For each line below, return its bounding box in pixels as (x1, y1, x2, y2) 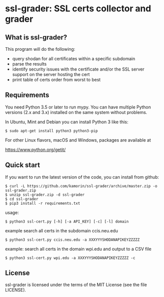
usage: (5, 209, 19, 215)
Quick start (5, 161, 40, 169)
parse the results (12, 61, 47, 67)
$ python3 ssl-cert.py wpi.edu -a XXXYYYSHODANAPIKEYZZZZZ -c (5, 255, 135, 260)
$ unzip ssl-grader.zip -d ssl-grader (5, 192, 85, 197)
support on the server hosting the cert (12, 72, 90, 77)
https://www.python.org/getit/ (5, 147, 66, 152)
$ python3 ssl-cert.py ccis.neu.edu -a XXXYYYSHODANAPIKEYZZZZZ (5, 237, 140, 242)
